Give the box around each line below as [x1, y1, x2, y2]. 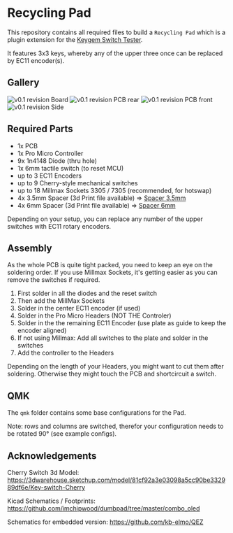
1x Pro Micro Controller [17, 149, 84, 157]
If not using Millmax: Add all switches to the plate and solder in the [17, 334, 209, 342]
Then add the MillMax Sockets [17, 297, 105, 305]
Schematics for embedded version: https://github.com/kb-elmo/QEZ [7, 518, 204, 526]
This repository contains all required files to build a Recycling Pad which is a [7, 28, 226, 36]
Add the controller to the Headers [17, 348, 114, 357]
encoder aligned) [17, 327, 67, 335]
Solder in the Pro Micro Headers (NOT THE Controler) [17, 311, 172, 320]
